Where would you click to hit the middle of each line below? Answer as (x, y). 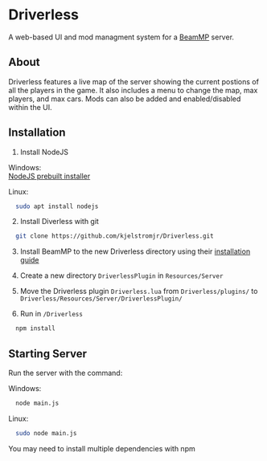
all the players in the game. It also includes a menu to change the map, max (133, 90)
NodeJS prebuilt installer (49, 176)
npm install (36, 328)
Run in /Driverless (51, 314)
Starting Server (47, 354)
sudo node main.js (47, 433)
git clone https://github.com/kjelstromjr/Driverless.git (115, 236)
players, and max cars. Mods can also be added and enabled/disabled (125, 99)
